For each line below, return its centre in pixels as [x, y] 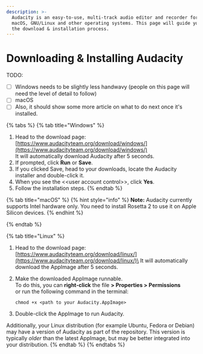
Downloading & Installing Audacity [95, 58]
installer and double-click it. [50, 175]
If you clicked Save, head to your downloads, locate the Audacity [96, 169]
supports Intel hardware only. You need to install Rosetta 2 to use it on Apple [101, 206]
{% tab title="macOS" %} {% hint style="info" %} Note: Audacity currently [99, 200]
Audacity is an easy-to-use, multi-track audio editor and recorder [100, 17]
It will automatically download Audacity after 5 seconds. [85, 156]
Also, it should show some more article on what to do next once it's [98, 107]
